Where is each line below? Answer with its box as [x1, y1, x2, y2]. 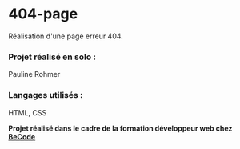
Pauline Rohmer [8, 70, 61, 79]
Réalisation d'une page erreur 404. [8, 31, 124, 41]
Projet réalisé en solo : [8, 51, 97, 62]
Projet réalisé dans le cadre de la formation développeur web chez [8, 123, 233, 133]
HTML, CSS [8, 107, 47, 117]
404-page [8, 5, 78, 23]
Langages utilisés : [8, 90, 83, 101]
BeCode [8, 131, 36, 141]
